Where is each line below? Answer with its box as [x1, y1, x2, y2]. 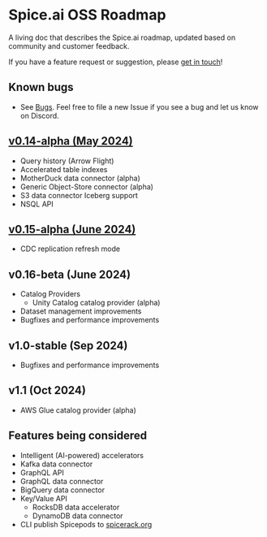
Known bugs [8, 80, 75, 94]
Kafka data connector [19, 459, 93, 469]
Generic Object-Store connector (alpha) [19, 181, 154, 192]
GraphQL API [19, 467, 65, 477]
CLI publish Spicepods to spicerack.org [19, 519, 153, 529]
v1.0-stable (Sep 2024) [8, 339, 128, 353]
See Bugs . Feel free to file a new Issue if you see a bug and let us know [19, 102, 259, 111]
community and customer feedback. [8, 41, 130, 50]
